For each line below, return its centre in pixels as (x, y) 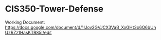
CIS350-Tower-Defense (54, 9)
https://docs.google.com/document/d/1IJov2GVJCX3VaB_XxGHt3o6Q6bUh (81, 27)
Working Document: (25, 22)
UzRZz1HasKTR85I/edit (28, 32)
